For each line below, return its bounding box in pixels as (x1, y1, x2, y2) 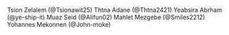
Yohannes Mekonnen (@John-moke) (7, 21, 111, 28)
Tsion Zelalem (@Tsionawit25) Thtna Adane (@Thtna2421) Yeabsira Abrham (7, 6, 223, 14)
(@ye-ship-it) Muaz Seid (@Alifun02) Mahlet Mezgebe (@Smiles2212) (7, 13, 206, 21)
